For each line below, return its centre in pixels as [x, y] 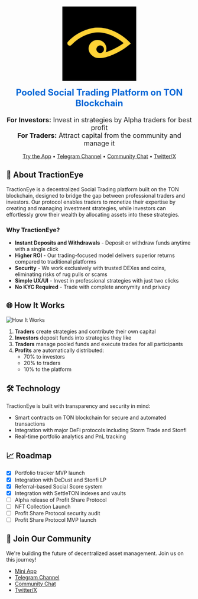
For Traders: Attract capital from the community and [99, 135]
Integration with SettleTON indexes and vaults [70, 493]
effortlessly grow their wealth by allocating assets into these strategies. [93, 214]
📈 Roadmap [29, 456]
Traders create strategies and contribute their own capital [85, 331]
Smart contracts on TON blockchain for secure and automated [90, 417]
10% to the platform [48, 369]
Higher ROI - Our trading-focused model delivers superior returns [95, 255]
